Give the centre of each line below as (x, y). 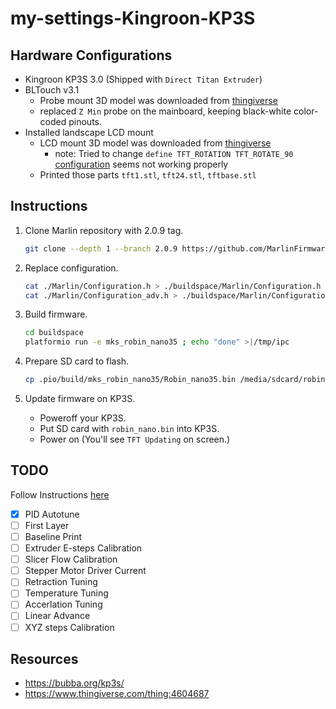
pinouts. (85, 121)
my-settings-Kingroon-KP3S (133, 18)
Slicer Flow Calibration (71, 559)
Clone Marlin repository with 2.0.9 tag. (104, 230)
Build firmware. (56, 314)
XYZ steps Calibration (69, 627)
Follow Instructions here (60, 494)
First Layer (47, 525)
